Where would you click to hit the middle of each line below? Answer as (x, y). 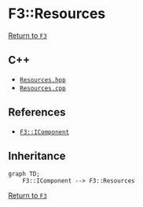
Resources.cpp (42, 88)
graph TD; (24, 174)
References (37, 112)
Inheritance (37, 155)
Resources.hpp (42, 79)
